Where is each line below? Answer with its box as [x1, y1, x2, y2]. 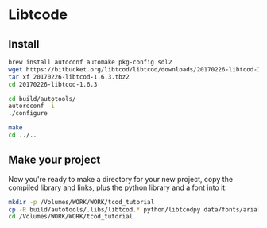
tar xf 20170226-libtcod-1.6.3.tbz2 [8, 73, 130, 81]
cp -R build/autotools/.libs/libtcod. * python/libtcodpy [8, 205, 201, 214]
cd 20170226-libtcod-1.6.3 [8, 80, 98, 88]
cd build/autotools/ [8, 95, 77, 102]
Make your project [8, 153, 101, 167]
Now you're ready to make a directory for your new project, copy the [8, 174, 233, 184]
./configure [8, 110, 48, 118]
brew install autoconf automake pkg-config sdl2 [8, 58, 172, 66]
